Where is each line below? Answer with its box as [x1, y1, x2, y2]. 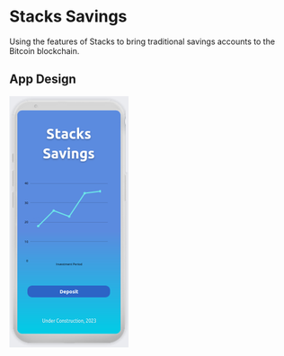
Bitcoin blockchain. [9, 45, 80, 56]
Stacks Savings [9, 6, 128, 27]
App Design [9, 72, 76, 87]
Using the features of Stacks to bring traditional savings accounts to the [9, 36, 276, 47]
